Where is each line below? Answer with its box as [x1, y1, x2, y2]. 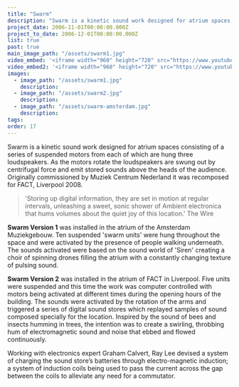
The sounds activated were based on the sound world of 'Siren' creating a [7, 245, 225, 254]
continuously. [7, 335, 47, 344]
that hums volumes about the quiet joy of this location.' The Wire [24, 209, 214, 218]
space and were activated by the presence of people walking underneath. [7, 238, 224, 246]
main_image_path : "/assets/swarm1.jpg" [7, 51, 126, 58]
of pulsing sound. [7, 260, 59, 269]
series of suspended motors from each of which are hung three [7, 150, 193, 159]
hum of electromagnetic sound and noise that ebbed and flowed [7, 327, 196, 336]
